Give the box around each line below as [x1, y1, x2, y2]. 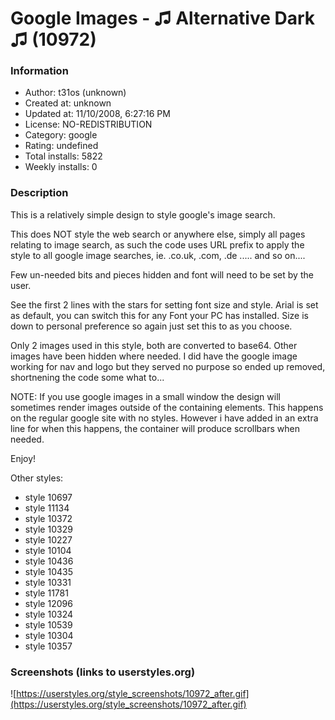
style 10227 [24, 533, 73, 546]
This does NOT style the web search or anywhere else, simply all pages [10, 228, 306, 240]
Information [10, 64, 69, 78]
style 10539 [24, 618, 73, 631]
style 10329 [24, 523, 73, 535]
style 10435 [24, 565, 73, 577]
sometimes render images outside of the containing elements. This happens [10, 401, 324, 413]
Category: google [24, 129, 98, 141]
